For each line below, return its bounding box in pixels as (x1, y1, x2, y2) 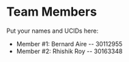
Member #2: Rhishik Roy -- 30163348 (16, 47, 123, 55)
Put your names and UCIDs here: (6, 27, 99, 35)
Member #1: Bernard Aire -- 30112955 (16, 40, 123, 48)
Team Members (6, 4, 97, 20)
